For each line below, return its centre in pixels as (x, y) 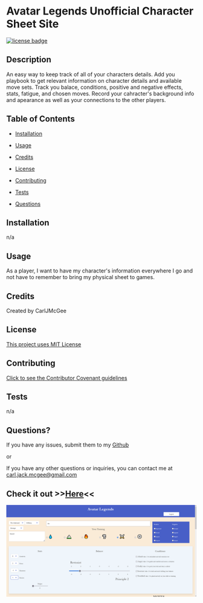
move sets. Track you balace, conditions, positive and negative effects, (95, 87)
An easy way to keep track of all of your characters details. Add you (91, 74)
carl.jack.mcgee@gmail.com (42, 475)
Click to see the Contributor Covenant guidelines (67, 378)
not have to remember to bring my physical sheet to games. (81, 277)
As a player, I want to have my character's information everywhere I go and (100, 271)
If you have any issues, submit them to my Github (68, 445)
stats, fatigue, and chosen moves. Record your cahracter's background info (100, 93)
